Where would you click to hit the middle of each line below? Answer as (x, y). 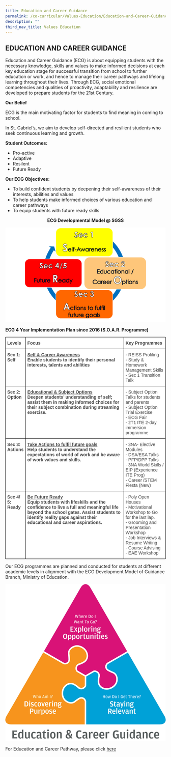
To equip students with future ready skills (56, 211)
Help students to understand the (61, 450)
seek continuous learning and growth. (45, 133)
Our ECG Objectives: (27, 179)
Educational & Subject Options (60, 392)
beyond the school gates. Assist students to (74, 512)
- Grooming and (141, 522)
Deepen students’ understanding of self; (70, 397)
